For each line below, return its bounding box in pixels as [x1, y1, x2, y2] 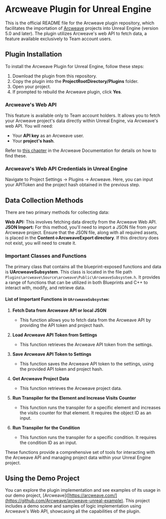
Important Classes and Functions [5, 252, 87, 259]
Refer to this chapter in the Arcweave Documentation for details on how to [5, 148, 157, 153]
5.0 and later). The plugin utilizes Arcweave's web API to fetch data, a [5, 30, 147, 36]
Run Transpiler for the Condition [12, 425, 80, 431]
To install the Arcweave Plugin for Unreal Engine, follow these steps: [5, 63, 145, 69]
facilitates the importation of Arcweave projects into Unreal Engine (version [5, 25, 159, 31]
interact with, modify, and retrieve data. [5, 285, 86, 291]
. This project [123, 498, 150, 504]
